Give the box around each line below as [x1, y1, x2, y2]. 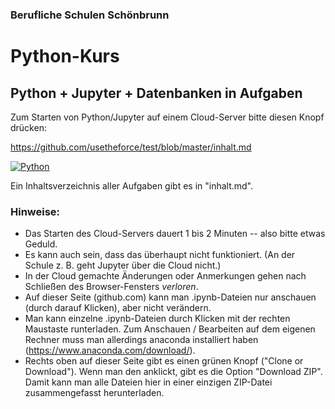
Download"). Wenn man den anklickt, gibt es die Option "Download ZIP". [24, 366, 323, 378]
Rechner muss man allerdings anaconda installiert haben [24, 334, 259, 346]
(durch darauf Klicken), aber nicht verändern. [24, 302, 212, 314]
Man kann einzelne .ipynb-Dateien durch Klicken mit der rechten [24, 313, 291, 325]
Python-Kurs [10, 45, 120, 68]
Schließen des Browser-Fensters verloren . [24, 281, 199, 293]
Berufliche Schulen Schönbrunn [10, 8, 170, 22]
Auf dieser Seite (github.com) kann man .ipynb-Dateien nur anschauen [24, 291, 317, 303]
